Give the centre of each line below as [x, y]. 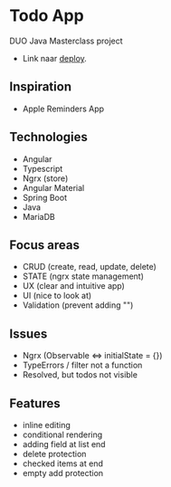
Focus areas [44, 245]
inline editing [46, 425]
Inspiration [41, 87]
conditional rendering [62, 434]
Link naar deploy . [55, 58]
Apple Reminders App [63, 109]
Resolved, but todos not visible [80, 375]
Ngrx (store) [45, 178]
